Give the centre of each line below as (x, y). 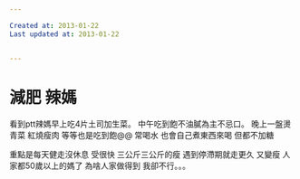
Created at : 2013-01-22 (54, 25)
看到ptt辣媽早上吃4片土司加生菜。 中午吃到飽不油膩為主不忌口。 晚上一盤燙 (150, 124)
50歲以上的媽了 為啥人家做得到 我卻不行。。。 (108, 166)
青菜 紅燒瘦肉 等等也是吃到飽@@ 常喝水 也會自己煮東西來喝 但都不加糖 (142, 136)
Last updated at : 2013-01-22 (64, 34)
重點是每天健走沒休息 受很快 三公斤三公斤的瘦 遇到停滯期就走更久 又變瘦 (145, 155)
